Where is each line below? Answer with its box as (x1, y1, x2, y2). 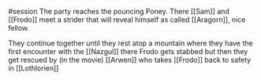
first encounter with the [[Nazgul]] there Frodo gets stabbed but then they (8, 47, 248, 56)
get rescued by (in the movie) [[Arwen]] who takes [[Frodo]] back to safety (8, 55, 252, 64)
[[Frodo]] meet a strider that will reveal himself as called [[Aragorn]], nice (8, 15, 246, 24)
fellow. (8, 24, 30, 32)
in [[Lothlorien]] (8, 64, 59, 73)
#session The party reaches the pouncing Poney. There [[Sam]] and (8, 7, 230, 16)
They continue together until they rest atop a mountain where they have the (8, 38, 254, 48)
